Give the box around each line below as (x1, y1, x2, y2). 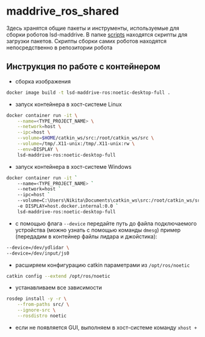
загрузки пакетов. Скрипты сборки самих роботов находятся (6, 37, 167, 44)
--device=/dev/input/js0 (6, 250, 70, 257)
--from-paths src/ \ (17, 302, 70, 308)
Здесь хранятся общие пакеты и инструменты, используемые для (6, 24, 179, 32)
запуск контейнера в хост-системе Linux (15, 101, 122, 108)
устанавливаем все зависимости (15, 284, 103, 291)
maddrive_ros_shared (6, 4, 119, 18)
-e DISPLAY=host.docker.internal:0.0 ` (17, 203, 119, 209)
